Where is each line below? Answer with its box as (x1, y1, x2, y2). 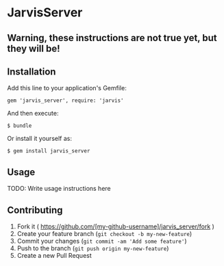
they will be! (7, 42, 60, 54)
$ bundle (7, 122, 32, 129)
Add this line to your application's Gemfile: (7, 84, 127, 92)
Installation (7, 66, 56, 77)
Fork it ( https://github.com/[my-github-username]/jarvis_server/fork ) (16, 222, 214, 230)
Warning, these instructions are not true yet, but (7, 32, 217, 44)
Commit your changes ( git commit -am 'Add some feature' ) (16, 237, 187, 245)
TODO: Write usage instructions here (7, 185, 111, 193)
